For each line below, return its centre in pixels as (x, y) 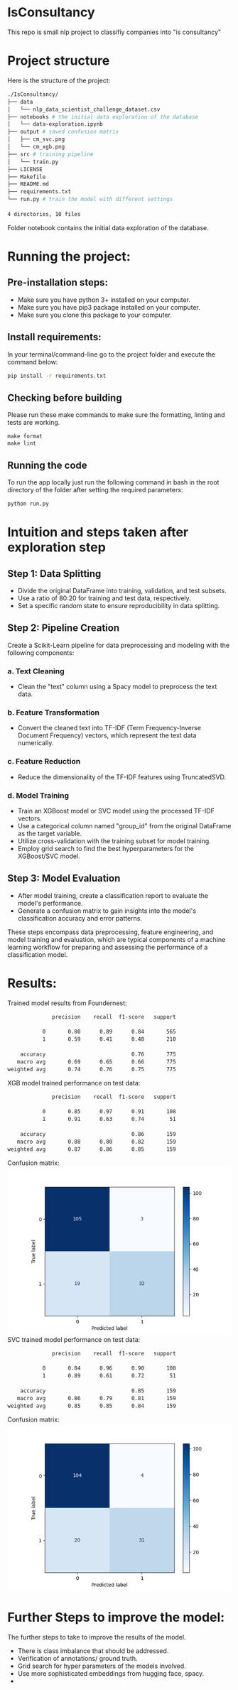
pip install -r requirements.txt (57, 376)
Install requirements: (54, 337)
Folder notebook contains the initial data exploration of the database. (108, 227)
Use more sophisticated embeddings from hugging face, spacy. (111, 1673)
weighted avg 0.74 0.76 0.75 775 (92, 1069)
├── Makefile (27, 177)
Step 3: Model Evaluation (64, 878)
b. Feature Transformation (54, 713)
